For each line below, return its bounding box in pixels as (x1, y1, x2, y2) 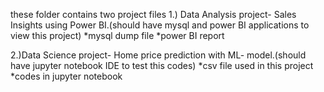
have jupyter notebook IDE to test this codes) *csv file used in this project (10, 60, 314, 71)
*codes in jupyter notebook (10, 70, 123, 82)
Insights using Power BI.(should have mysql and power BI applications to (10, 19, 310, 31)
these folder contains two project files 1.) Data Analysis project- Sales (10, 9, 297, 20)
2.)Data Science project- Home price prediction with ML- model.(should (10, 49, 307, 61)
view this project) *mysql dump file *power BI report (10, 30, 225, 41)
